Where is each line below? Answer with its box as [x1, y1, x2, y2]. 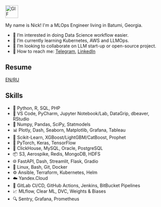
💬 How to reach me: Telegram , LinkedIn [12, 48, 96, 54]
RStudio [12, 116, 30, 122]
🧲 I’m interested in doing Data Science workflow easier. [12, 32, 129, 38]
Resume [5, 63, 32, 72]
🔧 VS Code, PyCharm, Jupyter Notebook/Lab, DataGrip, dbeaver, [12, 110, 149, 116]
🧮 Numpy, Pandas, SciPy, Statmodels [12, 121, 91, 127]
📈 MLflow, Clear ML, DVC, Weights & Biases [12, 188, 106, 194]
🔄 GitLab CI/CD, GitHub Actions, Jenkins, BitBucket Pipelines [12, 182, 141, 188]
